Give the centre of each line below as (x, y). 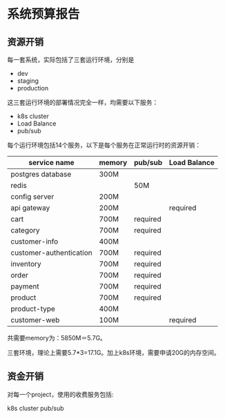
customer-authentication (51, 253)
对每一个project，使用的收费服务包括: (60, 394)
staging (28, 81)
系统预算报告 (44, 14)
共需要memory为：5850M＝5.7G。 (57, 338)
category (25, 230)
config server (32, 196)
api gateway (30, 208)
